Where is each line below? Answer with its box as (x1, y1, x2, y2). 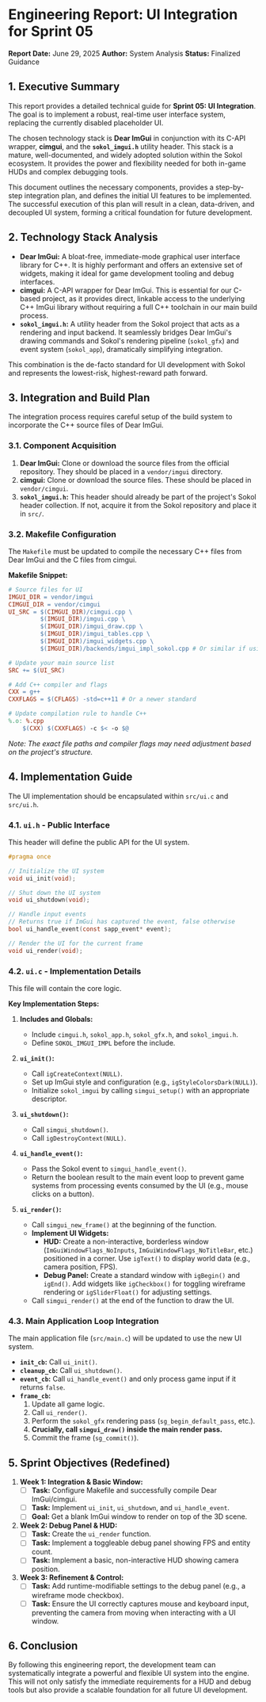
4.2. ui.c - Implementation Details (8, 966, 142, 977)
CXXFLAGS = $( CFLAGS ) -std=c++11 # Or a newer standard (8, 695, 196, 703)
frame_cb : (19, 1391, 51, 1401)
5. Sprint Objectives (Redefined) (8, 1456, 170, 1470)
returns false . (19, 1383, 66, 1392)
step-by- (215, 182, 244, 192)
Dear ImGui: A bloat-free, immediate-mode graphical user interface (19, 251, 241, 261)
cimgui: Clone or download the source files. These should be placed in (19, 475, 252, 484)
